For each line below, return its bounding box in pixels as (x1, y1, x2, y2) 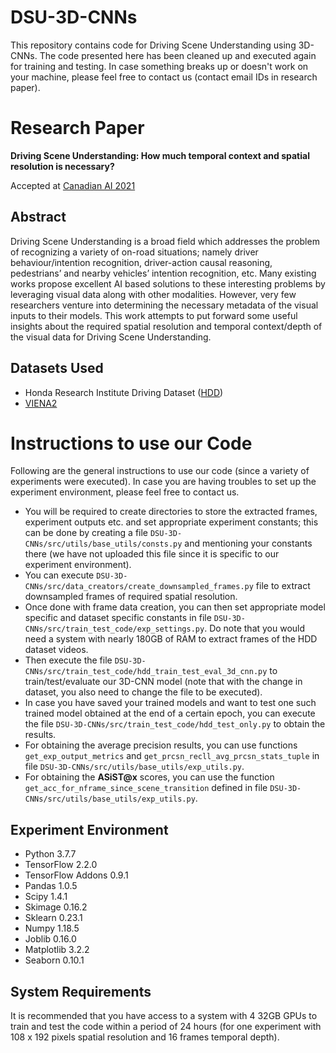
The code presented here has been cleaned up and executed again (39, 49, 317, 61)
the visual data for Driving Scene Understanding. (10, 331, 212, 343)
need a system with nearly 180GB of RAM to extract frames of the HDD (24, 633, 318, 645)
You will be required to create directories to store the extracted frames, (24, 506, 318, 518)
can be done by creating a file (24, 527, 149, 539)
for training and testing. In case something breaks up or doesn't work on (10, 60, 309, 72)
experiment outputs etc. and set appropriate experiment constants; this (24, 516, 319, 528)
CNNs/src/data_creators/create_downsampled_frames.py (24, 582, 254, 592)
